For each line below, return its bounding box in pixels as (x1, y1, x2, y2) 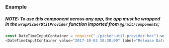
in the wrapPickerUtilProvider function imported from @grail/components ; (5, 21, 160, 27)
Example (5, 3, 27, 10)
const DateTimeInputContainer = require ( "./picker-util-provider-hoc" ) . (5, 33, 161, 38)
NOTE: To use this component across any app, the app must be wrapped (5, 16, 160, 22)
